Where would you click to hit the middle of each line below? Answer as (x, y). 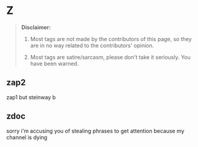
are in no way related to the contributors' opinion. (92, 45)
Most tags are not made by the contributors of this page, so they (111, 39)
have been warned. (54, 64)
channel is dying (27, 137)
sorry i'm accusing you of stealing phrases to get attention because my (95, 131)
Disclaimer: (36, 27)
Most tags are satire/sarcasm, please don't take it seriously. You (110, 57)
